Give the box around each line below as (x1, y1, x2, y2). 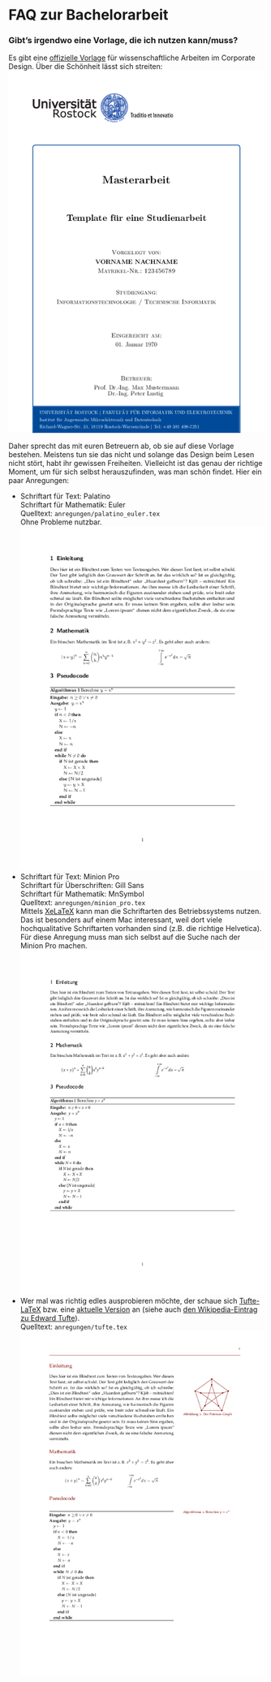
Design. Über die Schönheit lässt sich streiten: (8, 62, 163, 71)
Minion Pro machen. (19, 941, 88, 951)
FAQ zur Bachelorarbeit (8, 6, 169, 24)
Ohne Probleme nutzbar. (19, 517, 102, 527)
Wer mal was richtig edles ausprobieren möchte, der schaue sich (19, 1296, 238, 1305)
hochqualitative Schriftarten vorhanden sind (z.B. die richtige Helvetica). (19, 924, 262, 934)
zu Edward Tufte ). (19, 1313, 80, 1322)
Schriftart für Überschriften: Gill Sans (19, 881, 144, 891)
